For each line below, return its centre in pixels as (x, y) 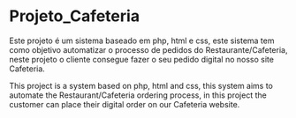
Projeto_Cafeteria (74, 16)
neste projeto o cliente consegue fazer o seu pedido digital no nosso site (141, 59)
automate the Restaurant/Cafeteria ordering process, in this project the (138, 95)
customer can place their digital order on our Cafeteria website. (125, 104)
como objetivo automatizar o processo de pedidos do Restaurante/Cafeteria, (148, 49)
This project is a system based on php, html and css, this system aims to (141, 85)
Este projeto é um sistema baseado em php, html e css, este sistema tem (142, 41)
